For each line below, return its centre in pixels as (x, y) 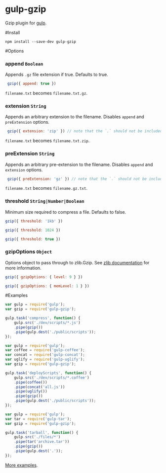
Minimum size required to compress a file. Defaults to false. (66, 212)
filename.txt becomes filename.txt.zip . (47, 141)
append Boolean (24, 64)
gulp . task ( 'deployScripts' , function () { (48, 373)
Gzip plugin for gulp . (26, 23)
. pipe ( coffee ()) (31, 382)
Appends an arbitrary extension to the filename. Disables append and (75, 117)
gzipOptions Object (29, 252)
